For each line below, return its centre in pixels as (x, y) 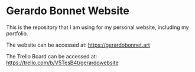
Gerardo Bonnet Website (68, 11)
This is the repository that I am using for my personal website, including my (97, 27)
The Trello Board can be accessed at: (52, 56)
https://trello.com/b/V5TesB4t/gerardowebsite (63, 63)
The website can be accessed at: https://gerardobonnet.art (78, 45)
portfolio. (17, 33)
